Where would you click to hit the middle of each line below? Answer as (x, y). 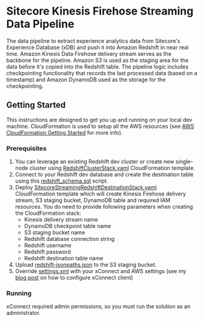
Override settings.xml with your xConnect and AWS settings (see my (101, 271)
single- (184, 161)
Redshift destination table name (64, 258)
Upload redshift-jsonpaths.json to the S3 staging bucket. (86, 265)
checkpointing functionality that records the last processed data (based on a (102, 73)
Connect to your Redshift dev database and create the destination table (104, 175)
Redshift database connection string (69, 239)
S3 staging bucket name (55, 232)
